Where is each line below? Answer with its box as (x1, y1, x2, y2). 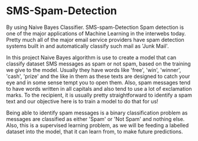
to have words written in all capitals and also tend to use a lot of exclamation (6, 85, 192, 92)
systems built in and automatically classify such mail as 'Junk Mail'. (6, 42, 169, 50)
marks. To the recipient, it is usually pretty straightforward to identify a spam (6, 91, 192, 99)
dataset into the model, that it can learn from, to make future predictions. (6, 128, 183, 135)
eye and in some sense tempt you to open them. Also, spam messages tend (6, 78, 191, 86)
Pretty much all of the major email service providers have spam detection (6, 36, 184, 43)
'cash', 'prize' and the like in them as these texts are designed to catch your (6, 73, 190, 80)
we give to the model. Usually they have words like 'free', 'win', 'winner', (6, 66, 181, 73)
